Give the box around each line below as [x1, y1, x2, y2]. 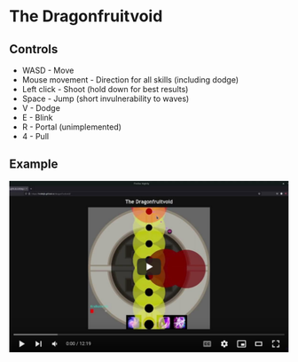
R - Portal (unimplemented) [21, 122, 122, 132]
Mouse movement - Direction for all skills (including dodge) [21, 75, 239, 85]
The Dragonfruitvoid [9, 6, 163, 27]
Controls [9, 42, 59, 57]
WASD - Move [21, 65, 74, 75]
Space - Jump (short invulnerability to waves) [21, 93, 190, 104]
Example [9, 157, 59, 172]
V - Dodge [21, 103, 60, 113]
